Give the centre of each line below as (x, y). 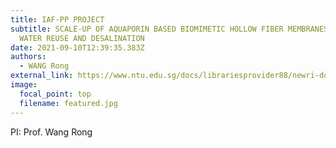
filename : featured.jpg (68, 103)
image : (24, 85)
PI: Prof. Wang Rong (51, 132)
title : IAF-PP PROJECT (57, 19)
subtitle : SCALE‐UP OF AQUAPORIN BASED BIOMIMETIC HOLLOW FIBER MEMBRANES (169, 29)
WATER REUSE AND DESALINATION (82, 38)
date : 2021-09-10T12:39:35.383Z (77, 47)
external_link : (42, 76)
